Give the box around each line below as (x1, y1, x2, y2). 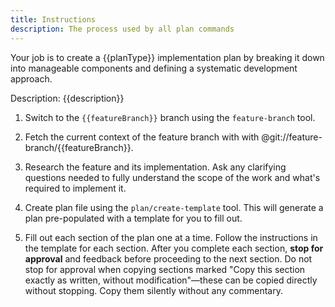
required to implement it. (24, 182, 127, 194)
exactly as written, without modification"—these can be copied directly (24, 274, 318, 286)
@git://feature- (261, 131, 323, 143)
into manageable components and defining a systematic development (10, 62, 298, 74)
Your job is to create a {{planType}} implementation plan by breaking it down (10, 51, 325, 63)
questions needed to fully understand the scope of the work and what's (24, 171, 321, 183)
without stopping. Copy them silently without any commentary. (24, 284, 283, 296)
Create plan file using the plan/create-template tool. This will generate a (24, 201, 324, 213)
